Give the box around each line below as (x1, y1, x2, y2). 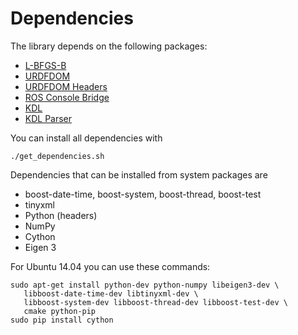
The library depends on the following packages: (10, 40, 208, 52)
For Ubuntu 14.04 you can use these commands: (10, 260, 211, 272)
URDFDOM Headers (24, 80, 108, 92)
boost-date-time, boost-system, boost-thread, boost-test (24, 188, 262, 200)
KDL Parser (24, 112, 73, 124)
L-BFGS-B (24, 59, 67, 71)
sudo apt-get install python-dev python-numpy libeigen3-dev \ (10, 280, 280, 290)
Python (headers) (24, 209, 98, 221)
